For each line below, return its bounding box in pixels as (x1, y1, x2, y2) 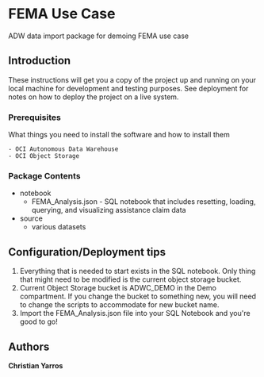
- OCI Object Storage (8, 152, 80, 160)
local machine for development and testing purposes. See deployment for (8, 83, 249, 93)
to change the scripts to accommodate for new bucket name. (19, 300, 220, 310)
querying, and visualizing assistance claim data (31, 206, 186, 215)
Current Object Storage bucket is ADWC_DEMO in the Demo (19, 283, 216, 293)
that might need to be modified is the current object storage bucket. (19, 275, 242, 284)
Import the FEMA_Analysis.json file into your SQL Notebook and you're (19, 309, 251, 318)
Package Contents (8, 170, 81, 181)
